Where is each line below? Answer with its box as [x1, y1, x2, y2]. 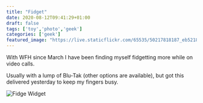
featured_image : [6, 37, 47, 43]
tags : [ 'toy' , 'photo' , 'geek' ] [6, 25, 83, 32]
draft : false [6, 20, 39, 26]
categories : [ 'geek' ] [6, 32, 61, 38]
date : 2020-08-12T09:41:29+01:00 [6, 15, 91, 21]
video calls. [6, 60, 35, 67]
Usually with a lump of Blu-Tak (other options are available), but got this [6, 72, 184, 79]
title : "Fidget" [6, 8, 47, 15]
